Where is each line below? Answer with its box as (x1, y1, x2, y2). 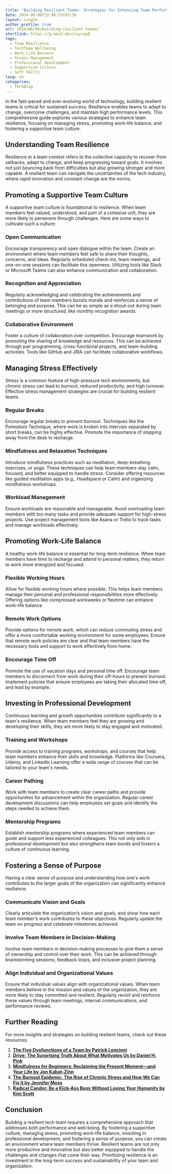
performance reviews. (5, 1003, 52, 1009)
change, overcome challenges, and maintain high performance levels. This (5, 109, 163, 115)
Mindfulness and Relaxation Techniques (5, 448, 107, 455)
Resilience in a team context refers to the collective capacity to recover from (5, 154, 166, 160)
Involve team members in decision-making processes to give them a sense (5, 945, 163, 951)
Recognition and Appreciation (5, 280, 81, 287)
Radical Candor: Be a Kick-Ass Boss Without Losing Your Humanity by (12, 1085, 165, 1091)
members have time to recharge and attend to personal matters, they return (5, 556, 165, 562)
